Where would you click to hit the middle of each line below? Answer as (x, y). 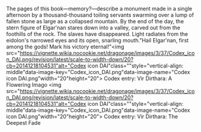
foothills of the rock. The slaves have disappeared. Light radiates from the (97, 34)
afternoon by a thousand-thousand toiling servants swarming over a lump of (100, 15)
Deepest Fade (23, 123)
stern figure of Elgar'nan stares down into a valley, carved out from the (93, 27)
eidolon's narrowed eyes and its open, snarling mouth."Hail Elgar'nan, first (98, 40)
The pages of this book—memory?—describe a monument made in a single (99, 9)
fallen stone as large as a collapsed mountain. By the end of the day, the (95, 21)
